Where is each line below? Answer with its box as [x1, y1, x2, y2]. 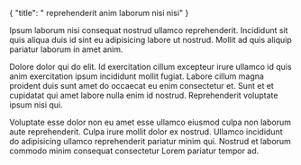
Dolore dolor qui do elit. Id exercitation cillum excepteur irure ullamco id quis [9, 62, 292, 72]
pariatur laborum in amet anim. [9, 44, 123, 55]
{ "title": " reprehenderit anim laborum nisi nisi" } [9, 8, 189, 18]
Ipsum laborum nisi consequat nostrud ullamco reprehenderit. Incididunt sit [9, 25, 288, 35]
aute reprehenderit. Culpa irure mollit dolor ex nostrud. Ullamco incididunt [9, 126, 283, 137]
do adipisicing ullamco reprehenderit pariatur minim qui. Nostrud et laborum [9, 136, 291, 146]
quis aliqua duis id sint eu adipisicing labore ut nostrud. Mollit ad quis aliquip [9, 35, 293, 45]
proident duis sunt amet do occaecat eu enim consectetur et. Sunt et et [9, 81, 275, 91]
